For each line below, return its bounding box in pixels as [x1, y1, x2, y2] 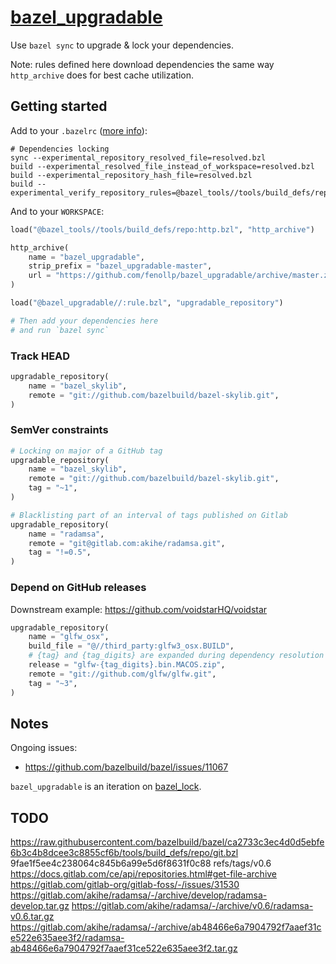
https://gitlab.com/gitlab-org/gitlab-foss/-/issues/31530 [10, 879, 240, 891]
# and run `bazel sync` [10, 325, 110, 335]
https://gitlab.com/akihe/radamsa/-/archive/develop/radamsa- [10, 889, 268, 901]
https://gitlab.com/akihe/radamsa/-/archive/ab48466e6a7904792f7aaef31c [10, 921, 322, 933]
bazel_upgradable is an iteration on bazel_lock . [10, 781, 202, 793]
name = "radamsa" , [28, 529, 105, 539]
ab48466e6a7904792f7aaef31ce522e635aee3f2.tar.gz [10, 942, 238, 955]
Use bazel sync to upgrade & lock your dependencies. [10, 39, 235, 51]
